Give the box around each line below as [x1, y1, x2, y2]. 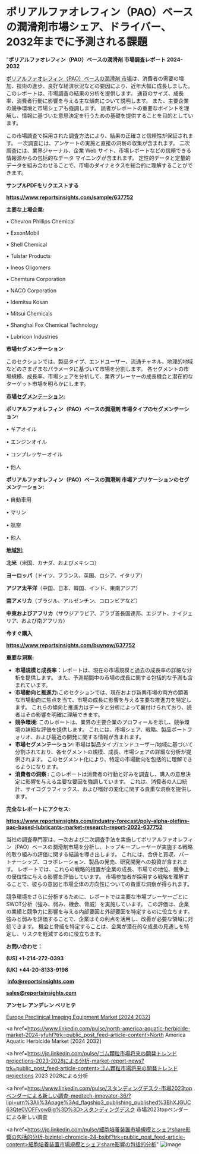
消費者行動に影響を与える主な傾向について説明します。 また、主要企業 [16, 97, 189, 104]
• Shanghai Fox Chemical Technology [6, 321, 99, 329]
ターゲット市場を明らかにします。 [6, 380, 89, 387]
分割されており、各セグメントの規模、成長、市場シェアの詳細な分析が [14, 748, 187, 755]
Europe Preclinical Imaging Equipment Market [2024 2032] [6, 1013, 150, 1020]
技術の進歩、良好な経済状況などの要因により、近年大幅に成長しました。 [16, 82, 194, 89]
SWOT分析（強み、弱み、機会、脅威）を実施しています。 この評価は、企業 [6, 900, 189, 907]
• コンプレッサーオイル [6, 450, 63, 458]
